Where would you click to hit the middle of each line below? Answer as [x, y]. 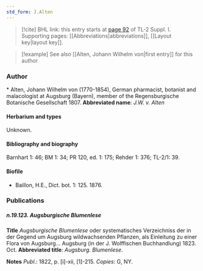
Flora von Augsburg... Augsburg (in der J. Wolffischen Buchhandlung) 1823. [101, 244]
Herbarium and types [34, 116]
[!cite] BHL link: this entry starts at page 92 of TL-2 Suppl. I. [96, 29]
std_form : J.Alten [30, 12]
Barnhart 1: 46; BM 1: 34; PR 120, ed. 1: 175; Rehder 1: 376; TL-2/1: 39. [93, 157]
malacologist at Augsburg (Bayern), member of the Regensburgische [93, 96]
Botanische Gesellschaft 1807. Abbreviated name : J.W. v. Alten [85, 102]
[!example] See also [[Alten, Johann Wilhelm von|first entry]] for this [107, 54]
